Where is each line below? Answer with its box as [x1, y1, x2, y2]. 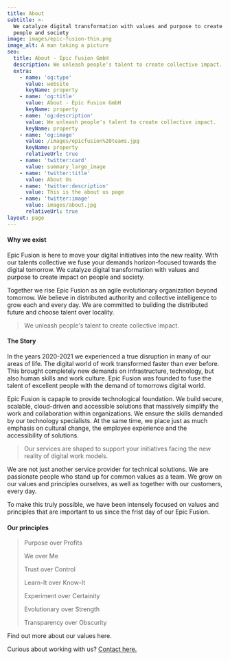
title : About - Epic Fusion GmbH [13, 55, 109, 62]
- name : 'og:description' [19, 112, 94, 119]
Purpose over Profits [23, 538, 82, 547]
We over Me [23, 552, 58, 560]
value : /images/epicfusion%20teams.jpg [25, 138, 139, 145]
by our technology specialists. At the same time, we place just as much [7, 417, 208, 425]
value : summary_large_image [25, 163, 106, 170]
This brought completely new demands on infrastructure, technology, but [7, 367, 214, 375]
